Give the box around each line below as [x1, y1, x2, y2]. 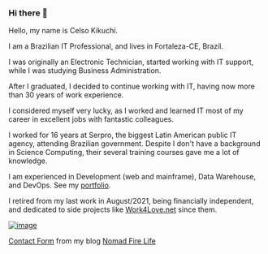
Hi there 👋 [8, 7, 49, 19]
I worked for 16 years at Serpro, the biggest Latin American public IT [8, 130, 237, 140]
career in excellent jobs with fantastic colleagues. [8, 114, 175, 124]
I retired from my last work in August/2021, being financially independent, [8, 196, 254, 206]
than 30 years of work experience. [8, 90, 124, 100]
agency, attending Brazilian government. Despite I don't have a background [8, 139, 261, 149]
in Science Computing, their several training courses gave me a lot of [8, 148, 240, 157]
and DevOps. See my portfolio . [8, 180, 111, 190]
